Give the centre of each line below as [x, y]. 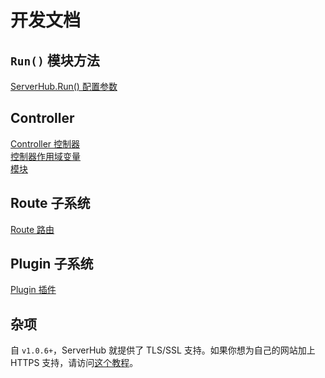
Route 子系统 [50, 203]
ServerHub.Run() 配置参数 [64, 86]
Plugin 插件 [33, 290]
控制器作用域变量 [45, 156]
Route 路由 [32, 229]
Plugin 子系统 [52, 264]
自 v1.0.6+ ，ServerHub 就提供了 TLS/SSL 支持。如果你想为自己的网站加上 [163, 350]
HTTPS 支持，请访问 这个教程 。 [74, 363]
